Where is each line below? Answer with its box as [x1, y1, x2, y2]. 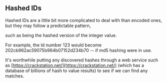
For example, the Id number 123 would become [5, 42, 102, 48]
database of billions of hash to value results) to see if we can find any [5, 67, 148, 73]
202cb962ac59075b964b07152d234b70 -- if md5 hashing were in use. [5, 47, 152, 53]
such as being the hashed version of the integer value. [5, 32, 117, 38]
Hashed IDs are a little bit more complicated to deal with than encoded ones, [5, 17, 163, 23]
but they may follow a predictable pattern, [5, 22, 91, 28]
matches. [5, 72, 24, 79]
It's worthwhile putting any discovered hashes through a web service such [5, 57, 159, 63]
